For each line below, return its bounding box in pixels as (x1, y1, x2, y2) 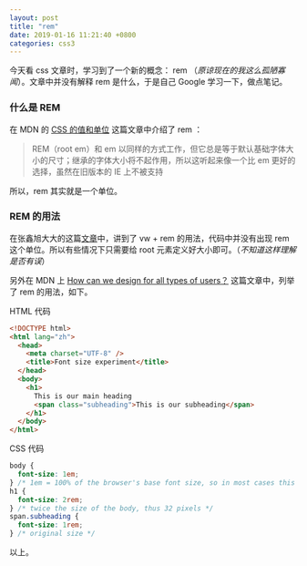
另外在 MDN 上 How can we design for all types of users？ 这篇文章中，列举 (9, 274, 295, 285)
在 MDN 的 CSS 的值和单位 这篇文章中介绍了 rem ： (9, 124, 203, 135)
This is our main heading (33, 391, 132, 401)
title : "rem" (9, 22, 59, 31)
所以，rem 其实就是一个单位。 (9, 185, 123, 196)
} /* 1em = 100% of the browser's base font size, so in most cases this (9, 478, 296, 488)
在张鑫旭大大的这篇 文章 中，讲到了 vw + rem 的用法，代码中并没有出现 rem (9, 232, 290, 243)
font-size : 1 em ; (17, 470, 79, 479)
